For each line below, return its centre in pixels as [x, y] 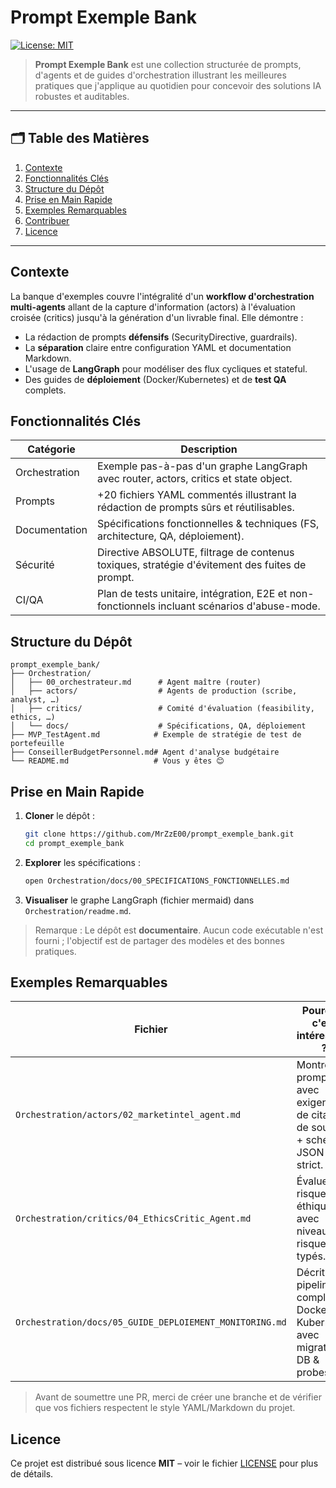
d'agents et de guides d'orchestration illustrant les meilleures [160, 75]
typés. [311, 1256]
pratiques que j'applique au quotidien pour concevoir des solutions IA [178, 85]
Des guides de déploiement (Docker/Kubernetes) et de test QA [155, 379]
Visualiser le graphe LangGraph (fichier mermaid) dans [139, 900]
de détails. [32, 1474]
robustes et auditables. [82, 96]
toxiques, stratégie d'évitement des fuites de [202, 565]
